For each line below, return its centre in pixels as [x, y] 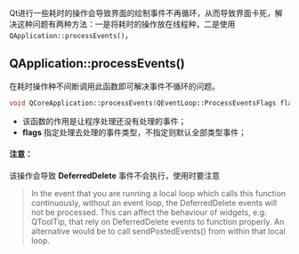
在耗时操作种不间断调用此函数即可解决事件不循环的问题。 [114, 86]
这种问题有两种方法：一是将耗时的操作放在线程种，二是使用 [126, 24]
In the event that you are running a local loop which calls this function [158, 193]
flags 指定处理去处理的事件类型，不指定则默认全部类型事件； [134, 132]
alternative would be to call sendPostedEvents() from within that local [158, 231]
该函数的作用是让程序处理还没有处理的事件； [104, 121]
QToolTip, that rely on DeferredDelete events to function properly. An [158, 221]
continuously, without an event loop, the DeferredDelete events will [154, 202]
